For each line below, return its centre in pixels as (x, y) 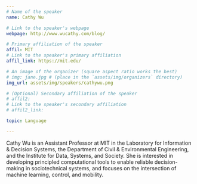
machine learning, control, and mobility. (55, 174)
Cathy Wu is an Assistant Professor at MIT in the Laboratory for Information (99, 143)
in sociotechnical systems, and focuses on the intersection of (101, 168)
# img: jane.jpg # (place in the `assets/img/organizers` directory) (95, 77)
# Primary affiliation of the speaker (54, 44)
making (16, 168)
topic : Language (26, 121)
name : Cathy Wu (25, 17)
